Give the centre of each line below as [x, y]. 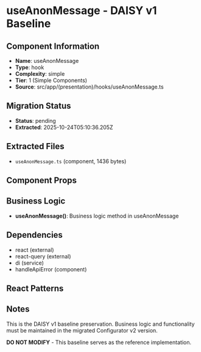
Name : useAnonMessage [47, 61]
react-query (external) [43, 256]
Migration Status [39, 106]
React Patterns [35, 289]
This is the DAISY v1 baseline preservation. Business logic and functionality [100, 324]
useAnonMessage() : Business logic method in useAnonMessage [97, 216]
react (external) [34, 250]
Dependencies [34, 235]
